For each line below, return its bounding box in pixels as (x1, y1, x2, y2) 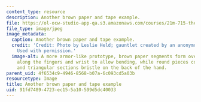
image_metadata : (6, 31, 47, 37)
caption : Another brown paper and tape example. (11, 37, 135, 43)
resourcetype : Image (6, 76, 58, 82)
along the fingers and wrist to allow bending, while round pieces (17, 59, 188, 65)
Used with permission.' (17, 48, 77, 54)
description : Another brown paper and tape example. (6, 14, 141, 20)
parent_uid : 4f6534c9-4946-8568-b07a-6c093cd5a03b (6, 70, 135, 76)
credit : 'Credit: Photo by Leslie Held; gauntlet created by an (11, 43, 175, 49)
